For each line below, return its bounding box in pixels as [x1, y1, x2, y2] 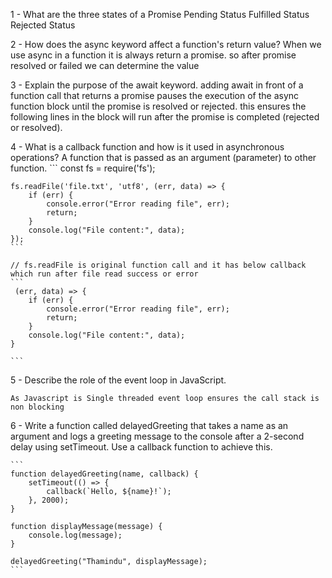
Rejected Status [10, 19, 76, 31]
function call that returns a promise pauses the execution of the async [10, 90, 300, 101]
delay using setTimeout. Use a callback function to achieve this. [10, 441, 273, 453]
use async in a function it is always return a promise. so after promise [10, 49, 297, 61]
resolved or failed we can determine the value [10, 60, 200, 71]
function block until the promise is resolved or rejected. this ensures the [10, 100, 307, 112]
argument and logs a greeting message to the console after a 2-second [10, 430, 305, 442]
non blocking [10, 402, 65, 412]
